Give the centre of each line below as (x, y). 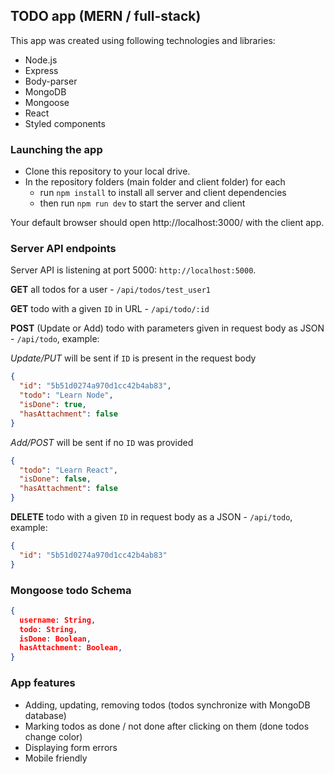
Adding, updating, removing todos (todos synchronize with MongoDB (167, 705)
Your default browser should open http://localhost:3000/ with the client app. (167, 223)
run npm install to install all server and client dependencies (163, 193)
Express (41, 70)
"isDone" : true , (53, 405)
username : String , (58, 620)
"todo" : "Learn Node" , (66, 395)
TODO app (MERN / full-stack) (106, 16)
